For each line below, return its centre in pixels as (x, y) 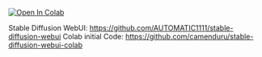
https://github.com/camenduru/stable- (189, 37)
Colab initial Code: (93, 37)
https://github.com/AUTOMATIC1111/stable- (161, 28)
